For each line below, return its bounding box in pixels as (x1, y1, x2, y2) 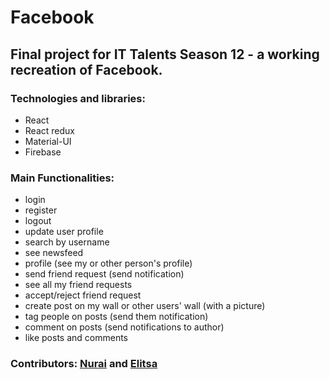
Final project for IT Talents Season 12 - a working (10, 46, 320, 63)
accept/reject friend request (24, 289, 142, 301)
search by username (24, 236, 110, 248)
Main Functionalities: (10, 171, 115, 185)
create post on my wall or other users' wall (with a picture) (24, 300, 266, 312)
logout (24, 215, 52, 227)
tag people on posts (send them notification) (24, 311, 209, 323)
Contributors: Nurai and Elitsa (10, 357, 158, 371)
